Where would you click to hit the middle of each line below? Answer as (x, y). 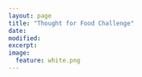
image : (19, 53)
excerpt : (23, 46)
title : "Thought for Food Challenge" (71, 23)
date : (17, 30)
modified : (25, 38)
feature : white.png (48, 61)
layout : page (30, 16)
